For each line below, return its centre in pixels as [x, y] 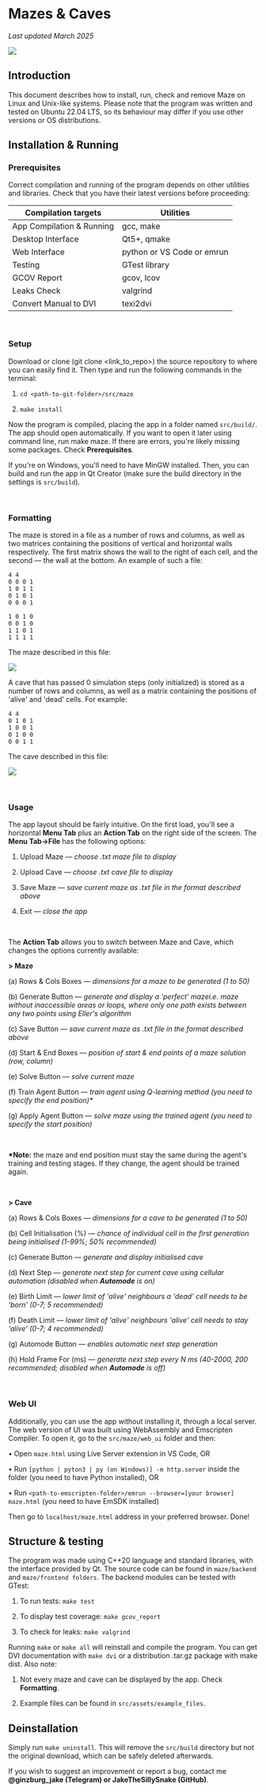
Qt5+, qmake [146, 239]
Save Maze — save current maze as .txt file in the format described [130, 888]
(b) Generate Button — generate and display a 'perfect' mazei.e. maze [123, 996]
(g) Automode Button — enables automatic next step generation [113, 1344]
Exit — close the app [53, 911]
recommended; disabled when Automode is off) [87, 1368]
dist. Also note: [32, 1664]
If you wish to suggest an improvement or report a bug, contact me [118, 1771]
